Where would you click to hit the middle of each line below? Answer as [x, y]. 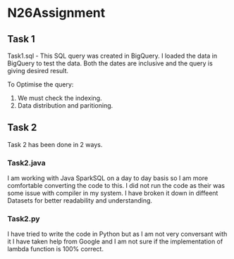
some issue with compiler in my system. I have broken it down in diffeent [113, 193]
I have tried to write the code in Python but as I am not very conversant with [117, 234]
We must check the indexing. [60, 98]
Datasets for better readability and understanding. [80, 201]
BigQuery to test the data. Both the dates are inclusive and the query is [110, 63]
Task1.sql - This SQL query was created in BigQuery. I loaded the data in [112, 56]
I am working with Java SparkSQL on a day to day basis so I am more [108, 178]
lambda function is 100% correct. [56, 249]
